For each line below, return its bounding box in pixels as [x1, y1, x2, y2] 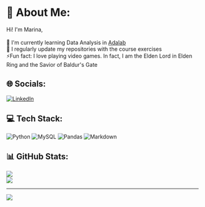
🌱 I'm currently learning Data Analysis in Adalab [6, 39, 126, 46]
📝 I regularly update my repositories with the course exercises [6, 45, 162, 53]
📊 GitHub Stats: [6, 151, 69, 162]
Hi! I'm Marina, [6, 26, 43, 33]
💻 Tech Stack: [6, 113, 63, 124]
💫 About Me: [6, 6, 71, 20]
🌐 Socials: [6, 79, 46, 89]
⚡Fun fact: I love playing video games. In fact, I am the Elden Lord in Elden [6, 52, 192, 59]
